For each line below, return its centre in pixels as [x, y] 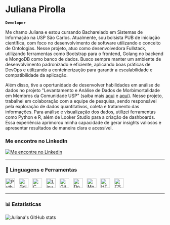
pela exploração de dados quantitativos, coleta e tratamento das [72, 106]
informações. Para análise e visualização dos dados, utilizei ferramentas [80, 112]
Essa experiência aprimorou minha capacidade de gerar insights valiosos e [83, 122]
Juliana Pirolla [35, 9]
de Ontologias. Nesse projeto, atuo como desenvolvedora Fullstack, [76, 48]
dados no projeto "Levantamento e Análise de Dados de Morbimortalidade [83, 90]
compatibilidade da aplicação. [37, 75]
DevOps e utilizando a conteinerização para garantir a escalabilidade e [79, 70]
